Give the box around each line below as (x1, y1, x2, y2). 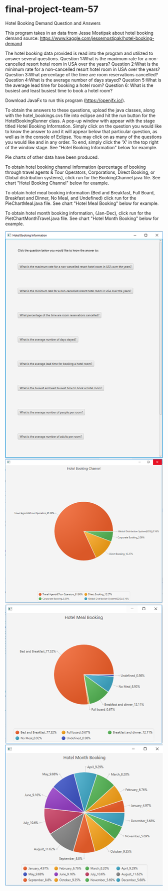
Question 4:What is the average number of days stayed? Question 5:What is (5, 77, 161, 83)
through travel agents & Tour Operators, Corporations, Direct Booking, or (5, 169, 155, 175)
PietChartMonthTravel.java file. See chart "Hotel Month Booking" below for (5, 215, 159, 221)
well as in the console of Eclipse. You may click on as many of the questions (5, 134, 162, 140)
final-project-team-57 (5, 4, 99, 15)
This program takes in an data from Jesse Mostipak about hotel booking (5, 30, 153, 36)
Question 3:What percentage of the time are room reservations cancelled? (5, 71, 158, 77)
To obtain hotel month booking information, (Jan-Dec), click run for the (5, 210, 151, 216)
